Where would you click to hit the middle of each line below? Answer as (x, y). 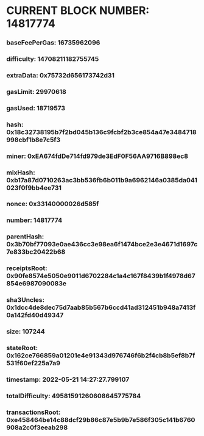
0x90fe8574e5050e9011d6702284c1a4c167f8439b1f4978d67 (101, 276)
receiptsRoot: (27, 268)
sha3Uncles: (25, 300)
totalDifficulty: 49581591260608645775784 (74, 396)
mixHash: (21, 173)
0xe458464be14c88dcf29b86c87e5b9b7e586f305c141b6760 (101, 420)
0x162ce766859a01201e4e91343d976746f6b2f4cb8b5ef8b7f (101, 356)
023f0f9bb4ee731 (34, 188)
